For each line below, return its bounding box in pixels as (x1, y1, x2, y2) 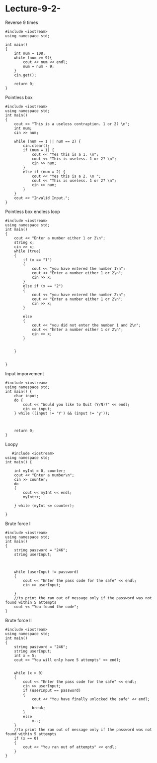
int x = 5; (14, 653, 37, 658)
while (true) (14, 248, 41, 254)
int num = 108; (14, 51, 46, 56)
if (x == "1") (23, 257, 52, 262)
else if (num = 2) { (23, 169, 66, 174)
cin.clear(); (23, 143, 50, 148)
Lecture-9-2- (5, 3, 61, 14)
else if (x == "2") (23, 283, 64, 289)
